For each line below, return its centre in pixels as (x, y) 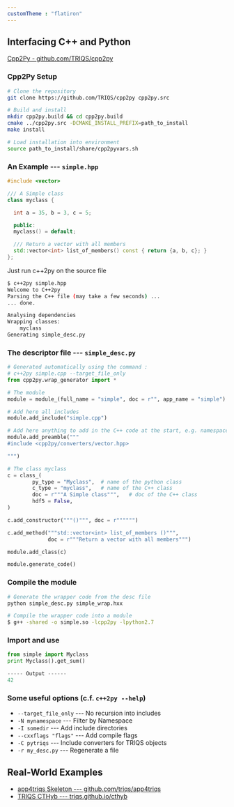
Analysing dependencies (42, 315)
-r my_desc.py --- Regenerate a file (68, 751)
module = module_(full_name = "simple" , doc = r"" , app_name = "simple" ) (117, 399)
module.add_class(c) (37, 552)
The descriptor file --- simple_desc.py (71, 353)
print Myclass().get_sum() (46, 661)
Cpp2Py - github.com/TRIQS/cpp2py (60, 59)
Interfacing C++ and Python (69, 42)
